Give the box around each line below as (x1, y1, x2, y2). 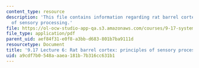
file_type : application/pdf (6, 31, 76, 37)
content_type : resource (6, 8, 65, 15)
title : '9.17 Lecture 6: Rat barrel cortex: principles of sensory (6, 47, 176, 53)
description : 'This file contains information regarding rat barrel (6, 14, 179, 20)
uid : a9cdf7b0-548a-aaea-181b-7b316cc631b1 (6, 53, 115, 59)
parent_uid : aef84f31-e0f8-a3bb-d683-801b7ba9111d (6, 36, 134, 42)
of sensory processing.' (11, 20, 73, 25)
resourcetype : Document (6, 42, 65, 48)
